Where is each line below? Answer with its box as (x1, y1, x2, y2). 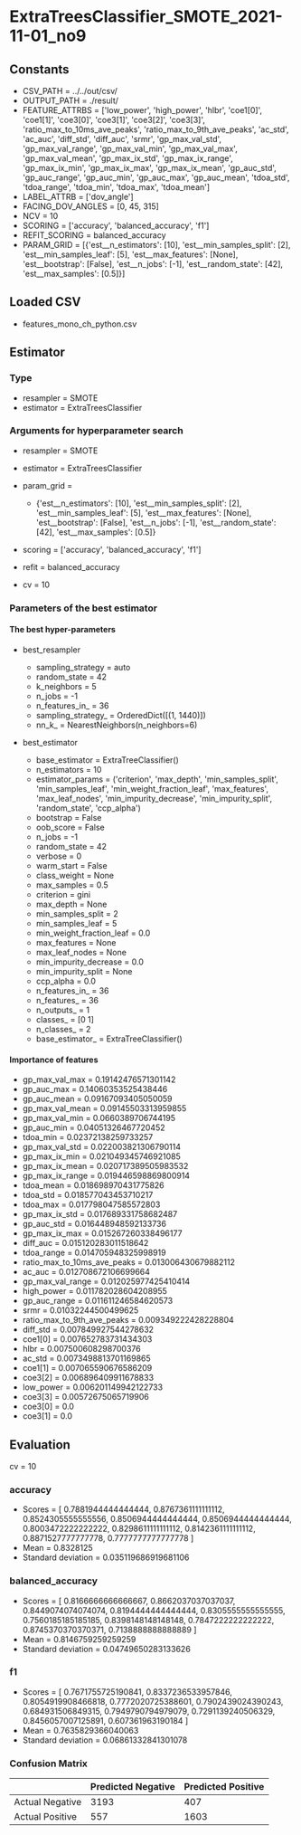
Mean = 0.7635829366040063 (22, 1725, 139, 1735)
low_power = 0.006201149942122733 (22, 1382, 164, 1393)
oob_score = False (35, 822, 106, 832)
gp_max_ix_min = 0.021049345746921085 (22, 1151, 181, 1162)
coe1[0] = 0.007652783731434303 (22, 1334, 153, 1345)
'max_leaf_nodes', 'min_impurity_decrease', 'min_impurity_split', (35, 793, 273, 803)
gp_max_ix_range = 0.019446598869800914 (22, 1170, 191, 1182)
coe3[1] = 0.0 (22, 1411, 73, 1421)
